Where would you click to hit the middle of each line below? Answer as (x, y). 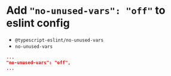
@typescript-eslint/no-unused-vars (59, 40)
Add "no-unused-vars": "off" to (86, 10)
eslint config (38, 23)
